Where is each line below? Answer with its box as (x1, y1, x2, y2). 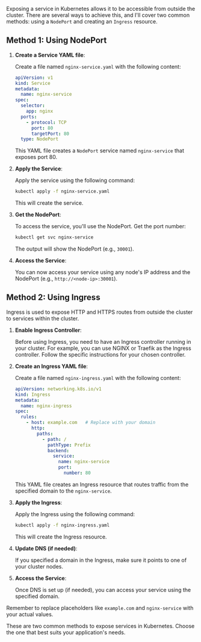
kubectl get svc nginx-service (14, 234, 94, 240)
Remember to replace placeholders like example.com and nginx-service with (6, 604, 194, 611)
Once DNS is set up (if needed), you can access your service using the (14, 586, 191, 593)
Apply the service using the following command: (14, 177, 135, 184)
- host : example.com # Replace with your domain (26, 420, 156, 426)
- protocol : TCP (26, 119, 67, 125)
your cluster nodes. (14, 563, 63, 570)
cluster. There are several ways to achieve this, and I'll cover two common (6, 11, 190, 19)
